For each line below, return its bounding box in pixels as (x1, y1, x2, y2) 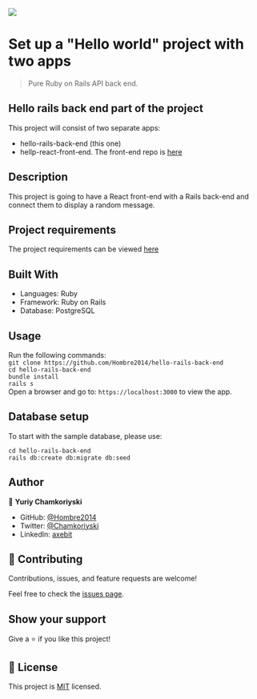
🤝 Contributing (8, 552, 83, 566)
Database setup (8, 410, 90, 424)
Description (8, 171, 68, 184)
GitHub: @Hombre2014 (19, 512, 97, 522)
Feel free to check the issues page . (8, 589, 124, 599)
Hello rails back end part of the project (8, 102, 204, 115)
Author (8, 476, 44, 489)
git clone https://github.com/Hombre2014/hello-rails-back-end (8, 359, 224, 367)
